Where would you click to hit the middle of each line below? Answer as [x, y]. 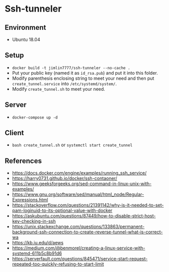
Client [14, 133]
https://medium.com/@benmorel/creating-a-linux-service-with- [78, 248]
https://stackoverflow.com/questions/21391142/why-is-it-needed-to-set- [88, 205]
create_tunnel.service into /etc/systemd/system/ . [64, 83]
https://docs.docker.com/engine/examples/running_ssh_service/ [79, 173]
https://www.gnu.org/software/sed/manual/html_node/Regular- [78, 194]
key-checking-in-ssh [34, 221]
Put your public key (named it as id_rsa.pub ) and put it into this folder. [85, 73]
